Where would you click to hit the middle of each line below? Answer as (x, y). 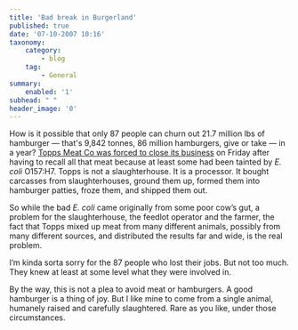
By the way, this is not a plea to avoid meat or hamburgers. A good (131, 289)
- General (59, 76)
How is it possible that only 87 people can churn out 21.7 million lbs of (137, 133)
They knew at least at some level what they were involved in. (121, 272)
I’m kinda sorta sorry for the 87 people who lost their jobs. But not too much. (149, 262)
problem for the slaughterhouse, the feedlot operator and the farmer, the (142, 217)
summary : (25, 84)
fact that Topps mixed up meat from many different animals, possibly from (145, 227)
